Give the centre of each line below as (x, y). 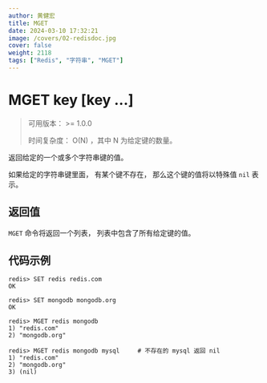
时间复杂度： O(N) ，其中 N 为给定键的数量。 (102, 140)
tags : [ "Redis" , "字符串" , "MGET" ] (66, 61)
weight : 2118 (30, 53)
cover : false (30, 46)
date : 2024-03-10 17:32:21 (53, 30)
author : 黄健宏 (32, 16)
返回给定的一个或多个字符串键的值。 (68, 157)
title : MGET (28, 23)
